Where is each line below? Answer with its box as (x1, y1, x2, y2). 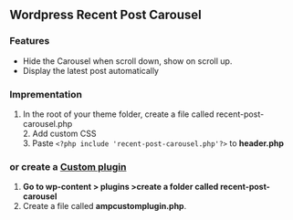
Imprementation (9, 88, 82, 100)
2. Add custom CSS (22, 128, 97, 139)
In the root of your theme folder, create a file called (22, 109, 215, 120)
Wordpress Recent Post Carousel (9, 7, 203, 23)
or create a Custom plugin (9, 160, 127, 173)
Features (9, 35, 50, 47)
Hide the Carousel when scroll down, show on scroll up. (22, 55, 233, 67)
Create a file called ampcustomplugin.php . (22, 201, 187, 212)
